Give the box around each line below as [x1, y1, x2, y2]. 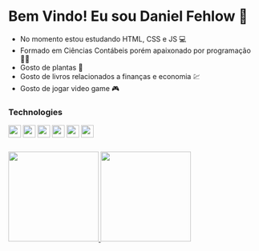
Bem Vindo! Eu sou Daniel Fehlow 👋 [8, 7, 249, 26]
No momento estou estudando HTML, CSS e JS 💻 [19, 34, 187, 43]
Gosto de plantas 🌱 [19, 62, 83, 72]
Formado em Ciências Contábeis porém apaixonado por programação [19, 46, 251, 55]
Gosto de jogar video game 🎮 [19, 83, 120, 93]
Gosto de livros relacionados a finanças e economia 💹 [19, 71, 200, 81]
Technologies [8, 106, 63, 118]
